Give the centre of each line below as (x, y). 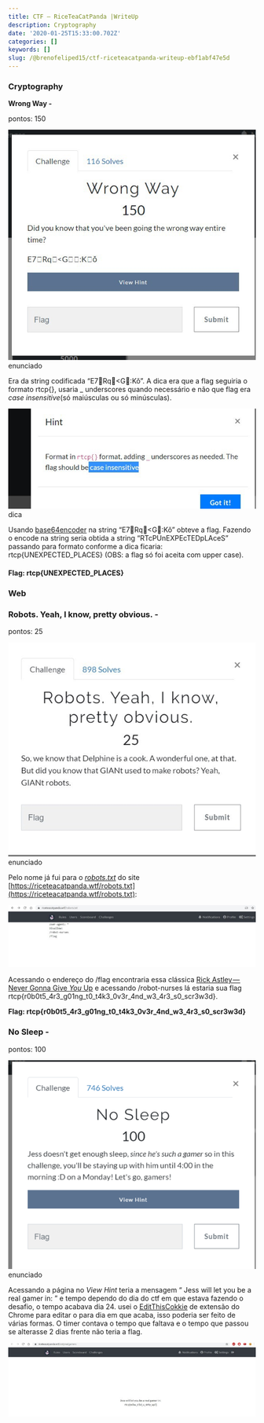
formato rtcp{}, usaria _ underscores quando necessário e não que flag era (130, 390)
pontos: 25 (26, 632)
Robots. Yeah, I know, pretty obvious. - (83, 614)
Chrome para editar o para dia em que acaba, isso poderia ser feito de (122, 1315)
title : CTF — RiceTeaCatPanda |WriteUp (73, 17)
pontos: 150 (27, 119)
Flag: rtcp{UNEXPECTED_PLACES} (66, 573)
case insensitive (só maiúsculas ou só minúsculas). (90, 398)
